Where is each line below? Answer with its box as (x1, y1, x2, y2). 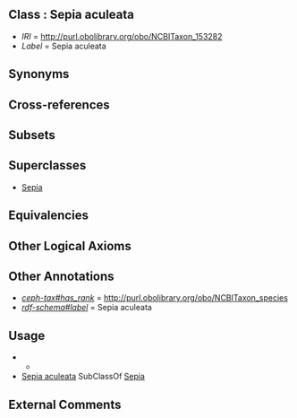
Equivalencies (8, 208, 89, 223)
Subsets (8, 127, 55, 143)
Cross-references (8, 97, 111, 112)
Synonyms (8, 66, 70, 82)
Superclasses (8, 158, 87, 173)
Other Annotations (8, 268, 115, 283)
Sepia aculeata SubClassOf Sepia (21, 371, 145, 382)
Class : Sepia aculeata (8, 7, 135, 22)
